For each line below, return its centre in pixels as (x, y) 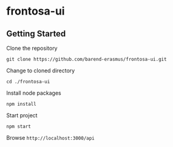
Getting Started (36, 34)
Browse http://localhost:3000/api (51, 138)
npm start (19, 126)
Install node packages (34, 93)
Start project (22, 115)
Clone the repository (32, 48)
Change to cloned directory (41, 70)
